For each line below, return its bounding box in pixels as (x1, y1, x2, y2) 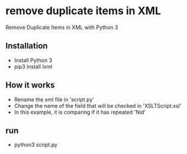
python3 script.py (14, 141, 57, 149)
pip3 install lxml (14, 63, 53, 70)
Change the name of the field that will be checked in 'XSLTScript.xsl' (14, 102, 182, 109)
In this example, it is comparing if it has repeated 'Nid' (14, 108, 146, 115)
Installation (5, 41, 48, 51)
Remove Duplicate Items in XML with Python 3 (5, 24, 118, 31)
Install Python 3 (14, 56, 53, 63)
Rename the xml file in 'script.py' (14, 96, 95, 103)
